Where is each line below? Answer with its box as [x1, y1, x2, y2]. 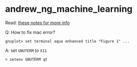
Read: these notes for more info [5, 20, 70, 26]
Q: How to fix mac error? [5, 29, 56, 35]
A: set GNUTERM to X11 [5, 47, 47, 53]
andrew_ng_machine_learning [5, 3, 133, 15]
